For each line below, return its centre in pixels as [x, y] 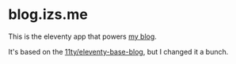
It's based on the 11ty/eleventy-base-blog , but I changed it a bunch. [118, 51]
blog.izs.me [48, 15]
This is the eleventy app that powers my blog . [82, 36]
